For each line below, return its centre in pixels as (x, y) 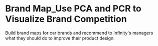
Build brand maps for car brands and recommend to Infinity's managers (79, 33)
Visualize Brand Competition (66, 19)
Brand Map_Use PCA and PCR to (73, 9)
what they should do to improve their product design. (60, 38)
